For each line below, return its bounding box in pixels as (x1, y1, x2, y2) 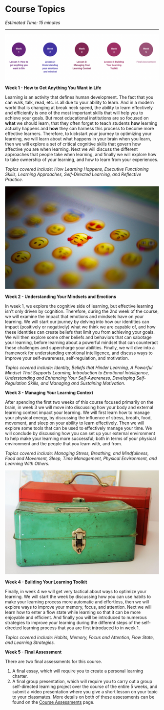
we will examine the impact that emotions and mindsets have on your (5, 314, 144, 320)
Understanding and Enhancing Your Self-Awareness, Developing (5, 375, 135, 381)
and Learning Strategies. (5, 640, 55, 645)
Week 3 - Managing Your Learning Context (5, 390, 94, 396)
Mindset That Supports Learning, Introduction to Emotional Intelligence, (5, 370, 149, 376)
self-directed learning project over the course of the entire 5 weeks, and (12, 684, 158, 689)
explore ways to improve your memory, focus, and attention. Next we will (5, 604, 152, 610)
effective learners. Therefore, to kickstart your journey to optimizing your (5, 131, 152, 137)
